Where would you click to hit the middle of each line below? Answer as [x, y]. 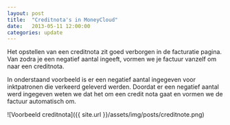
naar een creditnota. [36, 66]
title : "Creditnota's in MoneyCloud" [62, 20]
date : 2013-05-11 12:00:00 [49, 26]
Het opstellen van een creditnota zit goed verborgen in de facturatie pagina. [114, 52]
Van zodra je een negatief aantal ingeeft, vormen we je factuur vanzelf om [112, 59]
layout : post [26, 13]
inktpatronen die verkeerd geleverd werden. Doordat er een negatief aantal [113, 87]
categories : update [35, 32]
